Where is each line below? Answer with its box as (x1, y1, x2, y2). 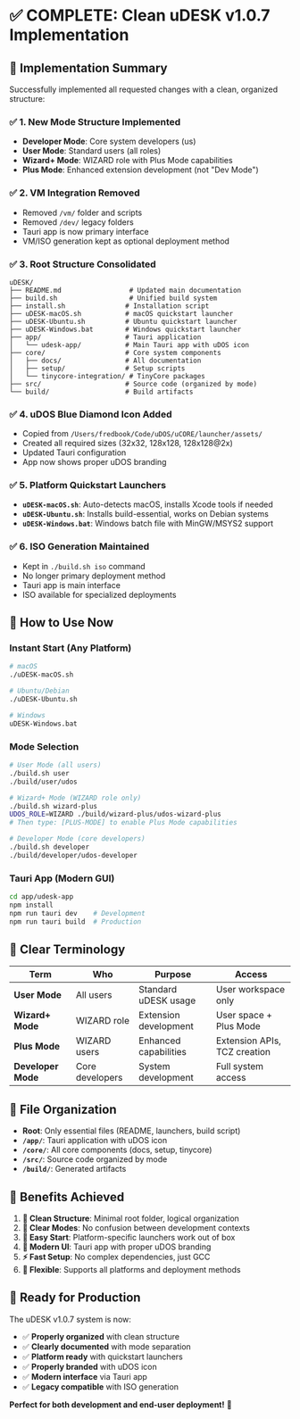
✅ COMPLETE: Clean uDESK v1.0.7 (9, 5, 271, 26)
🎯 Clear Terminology (9, 942, 126, 957)
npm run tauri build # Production (9, 917, 142, 926)
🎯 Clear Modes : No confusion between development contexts (21, 1223, 250, 1232)
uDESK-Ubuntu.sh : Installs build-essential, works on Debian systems (21, 509, 270, 519)
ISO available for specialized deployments (21, 589, 177, 600)
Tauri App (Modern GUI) (9, 872, 115, 884)
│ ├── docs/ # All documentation (9, 356, 202, 365)
